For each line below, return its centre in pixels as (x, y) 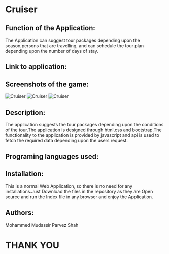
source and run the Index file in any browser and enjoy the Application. (79, 197)
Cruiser (21, 9)
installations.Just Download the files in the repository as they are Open (79, 192)
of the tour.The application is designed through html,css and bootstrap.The (83, 130)
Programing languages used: (52, 156)
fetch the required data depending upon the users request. (67, 141)
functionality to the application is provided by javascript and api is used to (82, 135)
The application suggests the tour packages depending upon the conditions (84, 125)
